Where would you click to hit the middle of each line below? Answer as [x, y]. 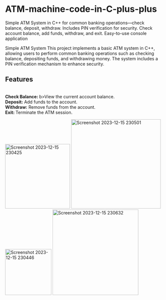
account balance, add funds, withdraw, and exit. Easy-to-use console [76, 33]
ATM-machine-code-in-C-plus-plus [81, 9]
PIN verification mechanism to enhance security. [55, 64]
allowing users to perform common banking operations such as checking [80, 53]
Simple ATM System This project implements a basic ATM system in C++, [80, 48]
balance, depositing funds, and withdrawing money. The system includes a [82, 58]
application [17, 39]
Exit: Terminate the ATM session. [39, 112]
